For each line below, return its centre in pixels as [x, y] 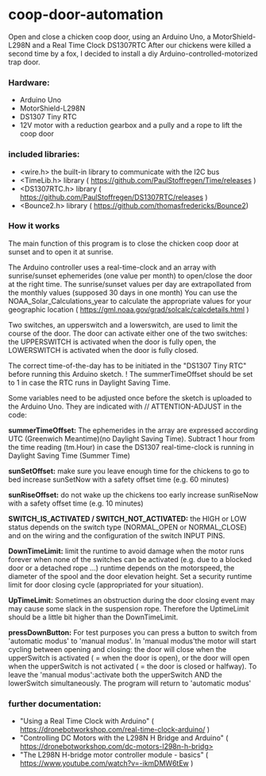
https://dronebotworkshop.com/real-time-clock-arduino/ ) [115, 730]
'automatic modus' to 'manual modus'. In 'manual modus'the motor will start [132, 641]
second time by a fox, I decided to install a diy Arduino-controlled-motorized [133, 53]
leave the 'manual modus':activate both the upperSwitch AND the [115, 674]
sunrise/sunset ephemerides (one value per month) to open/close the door [130, 275]
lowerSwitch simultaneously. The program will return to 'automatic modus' [130, 683]
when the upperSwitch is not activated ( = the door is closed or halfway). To [133, 666]
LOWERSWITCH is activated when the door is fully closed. [103, 350]
